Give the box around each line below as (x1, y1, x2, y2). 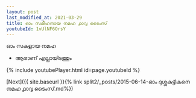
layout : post (6, 8, 39, 15)
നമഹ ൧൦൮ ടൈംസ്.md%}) (6, 85, 74, 93)
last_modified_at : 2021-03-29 (6, 15, 83, 21)
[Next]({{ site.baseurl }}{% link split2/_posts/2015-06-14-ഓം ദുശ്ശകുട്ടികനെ (6, 78, 190, 85)
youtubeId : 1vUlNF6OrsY (6, 25, 66, 32)
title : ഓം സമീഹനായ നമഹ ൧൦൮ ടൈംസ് (6, 20, 107, 26)
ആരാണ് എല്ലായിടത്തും (14, 54, 72, 62)
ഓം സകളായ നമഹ (6, 42, 56, 50)
